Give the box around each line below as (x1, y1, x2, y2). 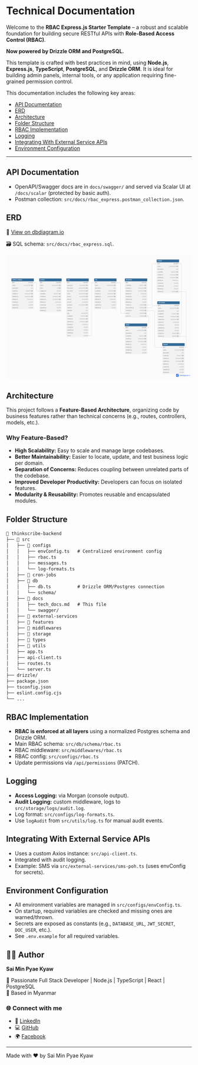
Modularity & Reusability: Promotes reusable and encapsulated (14, 491, 170, 498)
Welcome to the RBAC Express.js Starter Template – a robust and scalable (6, 24, 189, 31)
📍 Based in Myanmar (6, 989, 57, 997)
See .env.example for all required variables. (14, 933, 120, 940)
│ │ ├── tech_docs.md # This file (6, 602, 107, 607)
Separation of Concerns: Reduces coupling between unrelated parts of (14, 466, 189, 473)
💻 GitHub (14, 1024, 39, 1031)
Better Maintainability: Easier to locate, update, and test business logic (14, 453, 189, 460)
